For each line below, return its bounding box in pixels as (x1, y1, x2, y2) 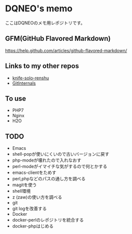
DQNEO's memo (5, 3, 73, 14)
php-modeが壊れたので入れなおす (12, 157, 82, 163)
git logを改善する (12, 205, 47, 212)
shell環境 (12, 188, 31, 194)
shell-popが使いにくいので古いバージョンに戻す (12, 151, 109, 157)
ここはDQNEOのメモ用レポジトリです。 (5, 20, 85, 26)
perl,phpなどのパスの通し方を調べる (12, 176, 86, 182)
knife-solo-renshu (12, 75, 49, 81)
